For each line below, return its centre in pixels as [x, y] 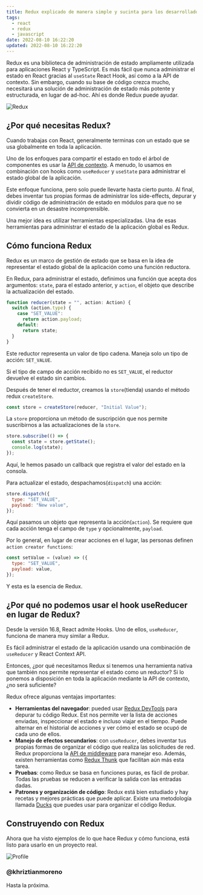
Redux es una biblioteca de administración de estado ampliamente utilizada [100, 63]
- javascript [28, 34]
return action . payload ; [52, 319]
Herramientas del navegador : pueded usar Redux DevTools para [96, 708]
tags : [13, 18]
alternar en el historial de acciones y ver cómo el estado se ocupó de [101, 727]
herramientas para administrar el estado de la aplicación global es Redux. [98, 227]
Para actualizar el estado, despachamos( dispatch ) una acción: [84, 483]
